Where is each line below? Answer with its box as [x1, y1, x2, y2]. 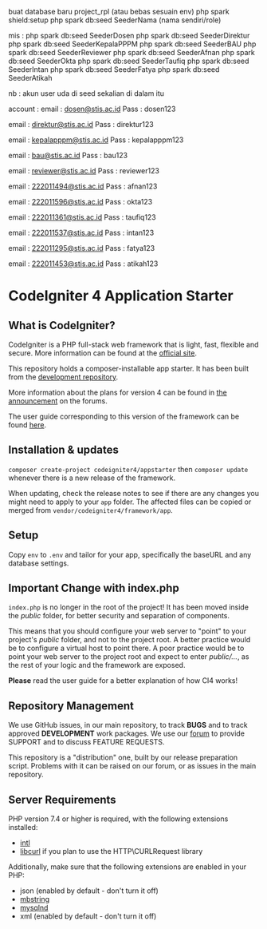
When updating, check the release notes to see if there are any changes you [8, 488, 259, 498]
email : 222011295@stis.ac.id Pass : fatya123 [8, 244, 155, 252]
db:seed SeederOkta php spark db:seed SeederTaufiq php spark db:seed [8, 56, 249, 66]
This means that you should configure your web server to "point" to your [8, 626, 247, 636]
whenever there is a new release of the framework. [8, 473, 176, 482]
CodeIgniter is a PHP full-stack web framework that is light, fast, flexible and [8, 339, 259, 349]
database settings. [8, 558, 69, 568]
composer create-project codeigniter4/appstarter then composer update [8, 464, 249, 474]
